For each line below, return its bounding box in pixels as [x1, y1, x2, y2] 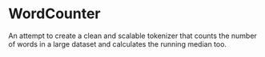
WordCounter [8, 5, 102, 23]
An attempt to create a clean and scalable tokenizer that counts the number [8, 31, 258, 40]
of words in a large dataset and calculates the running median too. [8, 39, 227, 48]
